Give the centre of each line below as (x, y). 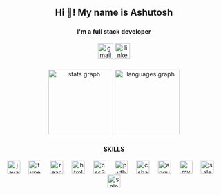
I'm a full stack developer (114, 32)
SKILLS (114, 149)
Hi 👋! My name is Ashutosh (114, 13)
